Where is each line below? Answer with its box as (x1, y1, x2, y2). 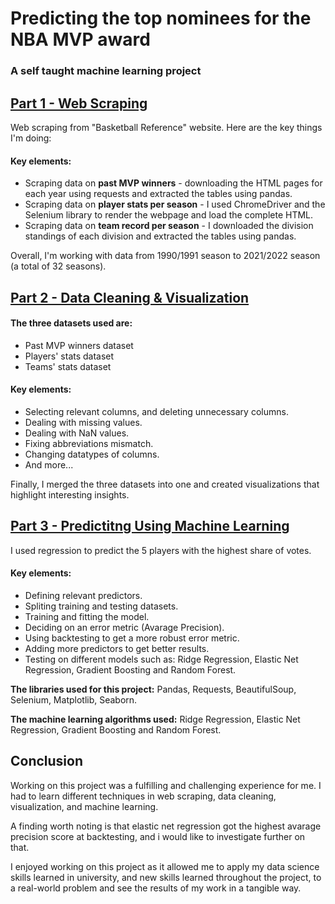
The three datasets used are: (10, 317, 133, 329)
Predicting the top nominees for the (10, 7, 312, 30)
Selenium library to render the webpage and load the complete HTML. (24, 209, 314, 221)
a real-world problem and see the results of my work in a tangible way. (10, 882, 302, 894)
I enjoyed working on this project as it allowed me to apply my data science (10, 860, 320, 872)
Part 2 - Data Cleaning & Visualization (10, 289, 250, 306)
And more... (24, 458, 74, 471)
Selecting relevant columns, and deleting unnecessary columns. (24, 405, 289, 417)
